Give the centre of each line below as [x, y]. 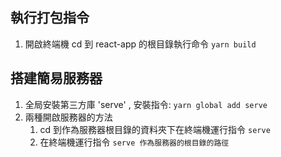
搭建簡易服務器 [56, 78]
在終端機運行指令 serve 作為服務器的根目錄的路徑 [134, 142]
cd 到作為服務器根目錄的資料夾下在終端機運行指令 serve [155, 129]
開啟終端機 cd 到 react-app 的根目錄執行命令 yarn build [140, 44]
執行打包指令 [50, 18]
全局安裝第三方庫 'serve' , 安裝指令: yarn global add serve [146, 104]
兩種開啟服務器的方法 [68, 117]
